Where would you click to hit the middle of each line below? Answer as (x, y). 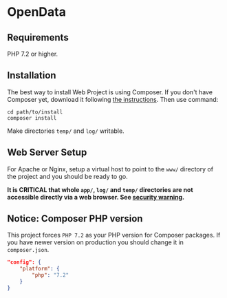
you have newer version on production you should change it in (96, 242)
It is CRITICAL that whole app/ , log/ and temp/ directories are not (100, 189)
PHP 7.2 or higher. (33, 54)
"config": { (24, 262)
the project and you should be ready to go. (68, 176)
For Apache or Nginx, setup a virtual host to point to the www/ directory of (110, 169)
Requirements (38, 38)
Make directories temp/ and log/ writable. (66, 131)
